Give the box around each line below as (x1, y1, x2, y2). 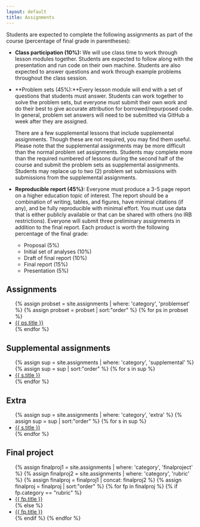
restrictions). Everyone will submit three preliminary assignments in (14, 217, 180, 225)
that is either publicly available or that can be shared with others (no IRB (14, 211, 192, 218)
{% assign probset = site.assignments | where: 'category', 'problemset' (14, 300, 190, 307)
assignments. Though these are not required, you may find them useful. (14, 135, 192, 143)
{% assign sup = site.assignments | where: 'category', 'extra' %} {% (14, 411, 183, 418)
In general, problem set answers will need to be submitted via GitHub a (14, 111, 189, 119)
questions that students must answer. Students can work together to (14, 92, 184, 99)
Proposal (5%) (23, 241, 60, 249)
